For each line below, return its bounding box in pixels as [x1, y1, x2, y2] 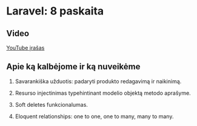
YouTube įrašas [6, 44, 45, 51]
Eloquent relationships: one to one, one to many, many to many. [15, 113, 174, 120]
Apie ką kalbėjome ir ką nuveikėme [6, 61, 141, 72]
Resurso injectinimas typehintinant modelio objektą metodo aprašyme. [15, 89, 191, 96]
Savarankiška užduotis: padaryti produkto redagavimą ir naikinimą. [15, 77, 182, 85]
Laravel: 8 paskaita [6, 4, 104, 18]
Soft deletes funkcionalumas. [15, 101, 88, 108]
